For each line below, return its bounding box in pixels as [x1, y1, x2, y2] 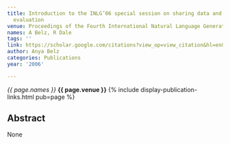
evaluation [13, 16, 44, 23]
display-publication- [140, 85, 197, 93]
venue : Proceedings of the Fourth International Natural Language [7, 23, 201, 29]
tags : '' [7, 35, 32, 42]
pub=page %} [35, 93, 75, 101]
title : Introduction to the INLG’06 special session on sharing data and [7, 10, 222, 17]
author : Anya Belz [7, 48, 60, 55]
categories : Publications [7, 55, 81, 61]
